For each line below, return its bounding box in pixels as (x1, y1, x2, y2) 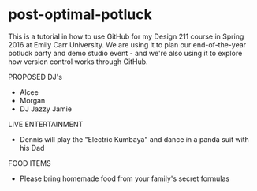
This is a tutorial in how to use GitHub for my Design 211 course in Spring (8, 32, 244, 41)
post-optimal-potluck (8, 6, 152, 24)
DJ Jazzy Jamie (19, 104, 73, 114)
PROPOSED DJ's (8, 72, 63, 81)
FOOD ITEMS (8, 158, 51, 167)
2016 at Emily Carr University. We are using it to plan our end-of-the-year (8, 39, 247, 49)
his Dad (19, 143, 45, 152)
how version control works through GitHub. (8, 57, 148, 66)
